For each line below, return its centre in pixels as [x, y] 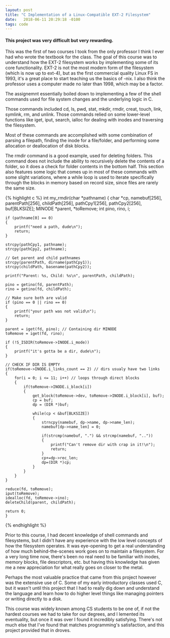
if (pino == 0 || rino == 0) [36, 303]
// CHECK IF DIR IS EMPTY [32, 365]
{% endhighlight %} [26, 525]
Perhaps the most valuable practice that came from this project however [81, 578]
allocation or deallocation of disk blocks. [47, 146]
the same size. [21, 188]
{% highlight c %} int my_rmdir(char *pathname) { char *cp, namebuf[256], [84, 198]
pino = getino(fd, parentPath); [39, 285]
